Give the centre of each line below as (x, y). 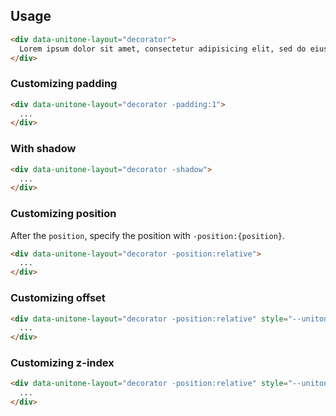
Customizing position (63, 214)
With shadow (43, 149)
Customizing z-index (62, 363)
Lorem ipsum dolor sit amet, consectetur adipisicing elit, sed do (163, 49)
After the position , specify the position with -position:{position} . (148, 235)
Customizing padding (64, 84)
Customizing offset (58, 298)
